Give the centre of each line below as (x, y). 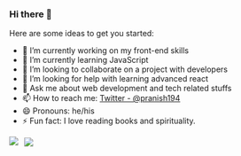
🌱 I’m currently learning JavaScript (85, 60)
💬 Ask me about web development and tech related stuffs (127, 89)
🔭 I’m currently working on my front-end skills (105, 51)
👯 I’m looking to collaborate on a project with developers (125, 69)
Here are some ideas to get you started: (82, 34)
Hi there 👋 (31, 14)
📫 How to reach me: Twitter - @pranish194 (101, 98)
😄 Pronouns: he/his (58, 111)
